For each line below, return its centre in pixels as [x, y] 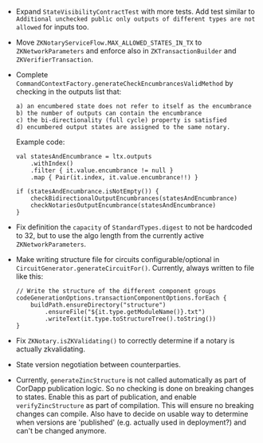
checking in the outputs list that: [69, 92]
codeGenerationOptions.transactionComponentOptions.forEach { [121, 298]
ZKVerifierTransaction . [55, 59]
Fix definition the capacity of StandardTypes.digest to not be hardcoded [134, 227]
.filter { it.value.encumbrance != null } [102, 171]
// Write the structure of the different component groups [116, 291]
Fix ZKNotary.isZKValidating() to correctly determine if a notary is [125, 341]
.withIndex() [52, 163]
